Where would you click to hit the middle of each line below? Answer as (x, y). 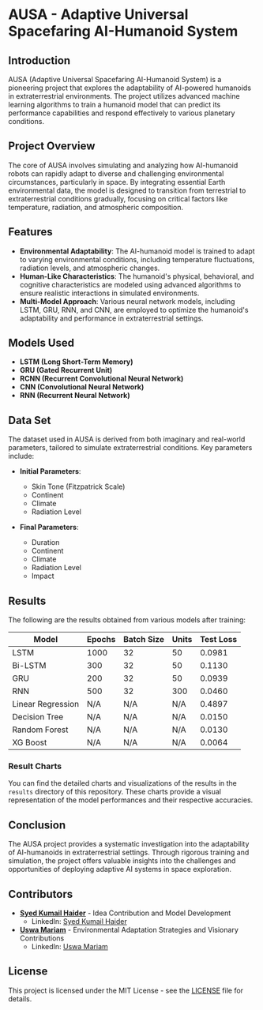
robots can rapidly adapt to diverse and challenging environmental (116, 173)
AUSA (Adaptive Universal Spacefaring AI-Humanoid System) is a (115, 79)
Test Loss (219, 640)
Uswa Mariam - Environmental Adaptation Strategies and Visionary (129, 929)
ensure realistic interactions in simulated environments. (109, 293)
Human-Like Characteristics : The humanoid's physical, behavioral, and (137, 276)
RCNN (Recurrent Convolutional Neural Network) (101, 379)
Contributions (42, 938)
